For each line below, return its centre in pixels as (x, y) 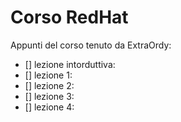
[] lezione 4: (49, 107)
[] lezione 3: (49, 96)
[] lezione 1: (48, 75)
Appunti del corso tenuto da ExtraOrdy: (91, 45)
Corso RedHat (69, 17)
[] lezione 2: (49, 85)
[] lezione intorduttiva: (70, 64)
